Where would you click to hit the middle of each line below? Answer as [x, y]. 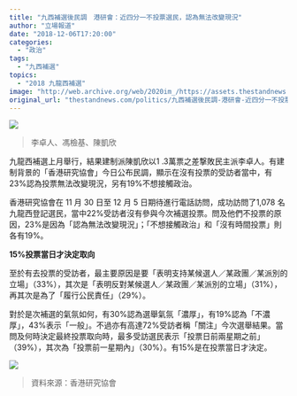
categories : [31, 42]
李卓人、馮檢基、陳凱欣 [73, 143]
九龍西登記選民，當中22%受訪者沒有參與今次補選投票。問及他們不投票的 [141, 214]
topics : [23, 75]
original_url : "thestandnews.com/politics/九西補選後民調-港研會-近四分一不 [144, 100]
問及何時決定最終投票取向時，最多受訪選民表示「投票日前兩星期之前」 [137, 337]
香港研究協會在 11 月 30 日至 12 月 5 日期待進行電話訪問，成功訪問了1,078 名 [147, 202]
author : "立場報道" [42, 26]
